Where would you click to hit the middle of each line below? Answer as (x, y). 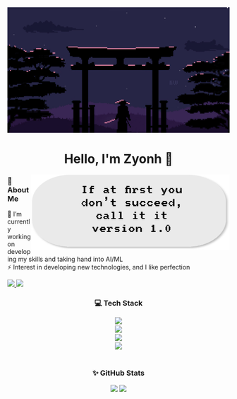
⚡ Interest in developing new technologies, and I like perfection (99, 267)
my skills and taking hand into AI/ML (71, 259)
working (19, 236)
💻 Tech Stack (119, 303)
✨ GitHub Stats (119, 373)
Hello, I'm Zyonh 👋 (119, 159)
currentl (19, 221)
